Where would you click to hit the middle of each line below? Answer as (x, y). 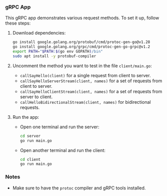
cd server (30, 136)
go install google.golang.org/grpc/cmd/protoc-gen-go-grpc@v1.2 (81, 47)
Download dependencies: (39, 33)
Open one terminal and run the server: (60, 127)
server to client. (36, 97)
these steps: (18, 23)
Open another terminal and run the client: (63, 150)
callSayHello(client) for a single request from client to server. (85, 75)
